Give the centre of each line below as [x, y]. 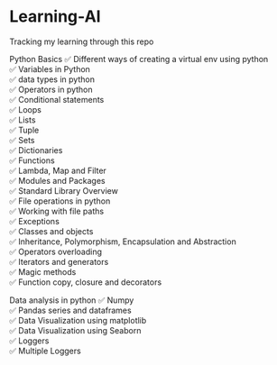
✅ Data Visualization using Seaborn [75, 330]
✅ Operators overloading [55, 251]
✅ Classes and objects [51, 231]
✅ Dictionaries [36, 150]
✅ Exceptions [35, 221]
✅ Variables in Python [50, 68]
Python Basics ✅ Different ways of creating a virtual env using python [139, 59]
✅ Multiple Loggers [45, 351]
